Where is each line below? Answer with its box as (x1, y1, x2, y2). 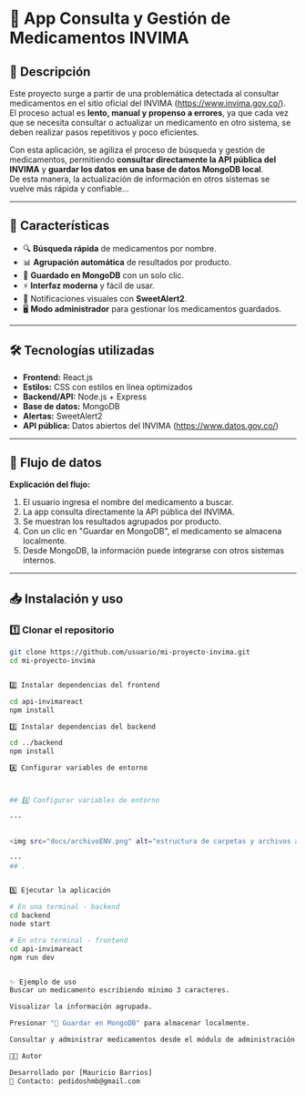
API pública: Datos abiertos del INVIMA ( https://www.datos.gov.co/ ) (22, 419, 280, 431)
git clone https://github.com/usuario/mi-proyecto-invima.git (9, 647, 250, 657)
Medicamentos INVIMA (9, 27, 189, 48)
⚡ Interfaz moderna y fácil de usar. (22, 280, 155, 291)
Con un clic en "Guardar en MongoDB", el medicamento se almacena (22, 526, 282, 537)
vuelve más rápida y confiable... (9, 183, 129, 194)
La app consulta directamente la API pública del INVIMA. (22, 506, 235, 518)
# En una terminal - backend (9, 903, 120, 912)
